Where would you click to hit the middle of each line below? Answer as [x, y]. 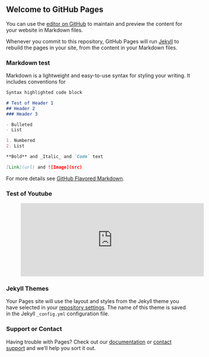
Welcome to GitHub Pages [55, 10]
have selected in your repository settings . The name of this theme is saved [96, 308]
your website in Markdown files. [44, 30]
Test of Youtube [29, 193]
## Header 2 [20, 108]
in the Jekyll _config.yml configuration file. [58, 314]
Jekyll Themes [28, 288]
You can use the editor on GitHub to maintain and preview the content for [94, 23]
